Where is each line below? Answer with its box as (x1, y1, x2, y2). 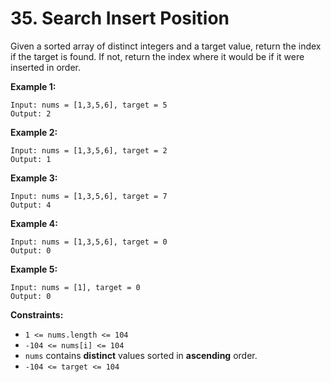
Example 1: (10, 80, 57, 92)
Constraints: (10, 308, 64, 321)
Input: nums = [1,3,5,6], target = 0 (10, 237, 168, 247)
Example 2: (10, 126, 58, 138)
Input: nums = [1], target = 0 (10, 282, 141, 292)
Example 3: (10, 172, 58, 184)
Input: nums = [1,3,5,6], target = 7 (10, 191, 168, 201)
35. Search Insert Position (10, 7, 230, 30)
